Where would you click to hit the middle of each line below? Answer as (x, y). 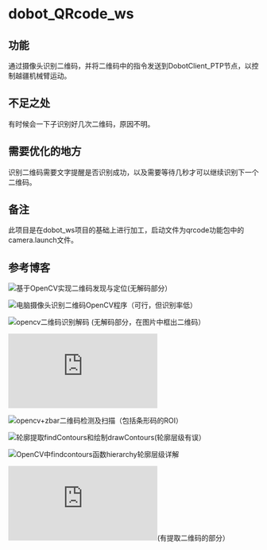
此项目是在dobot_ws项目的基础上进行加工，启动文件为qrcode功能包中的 (126, 230)
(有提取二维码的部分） (194, 538)
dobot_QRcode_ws (71, 14)
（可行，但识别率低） (162, 305)
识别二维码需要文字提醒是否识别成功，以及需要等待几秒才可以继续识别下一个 (133, 172)
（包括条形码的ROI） (149, 421)
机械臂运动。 (50, 76)
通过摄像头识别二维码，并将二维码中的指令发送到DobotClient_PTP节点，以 (130, 66)
